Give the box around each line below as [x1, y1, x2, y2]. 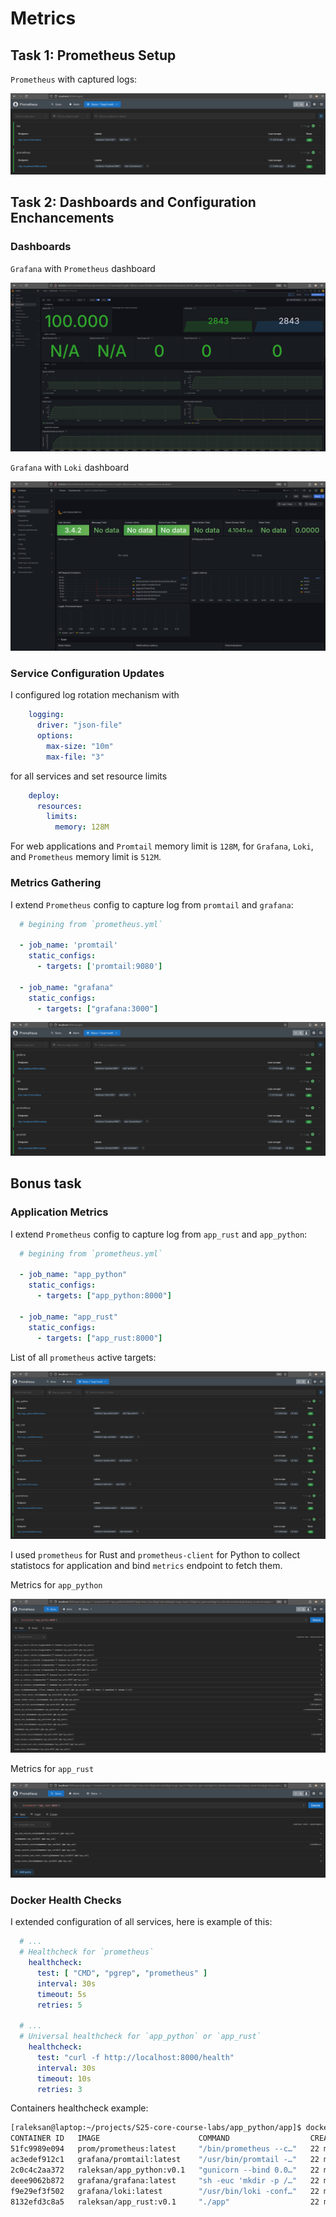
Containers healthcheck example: [10, 2102, 149, 2114]
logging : [28, 710, 65, 720]
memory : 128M [54, 822, 110, 832]
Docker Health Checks [10, 1893, 122, 1907]
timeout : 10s [36, 2073, 92, 2084]
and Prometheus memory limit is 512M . [10, 851, 162, 863]
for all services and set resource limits [10, 770, 168, 782]
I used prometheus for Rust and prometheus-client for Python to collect [10, 1549, 300, 1561]
